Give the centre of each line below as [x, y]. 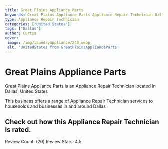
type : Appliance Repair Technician [42, 19]
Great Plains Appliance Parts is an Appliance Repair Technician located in [81, 86]
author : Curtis [21, 33]
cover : [12, 38]
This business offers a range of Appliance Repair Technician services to [79, 101]
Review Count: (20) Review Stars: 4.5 [43, 142]
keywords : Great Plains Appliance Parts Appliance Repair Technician [79, 15]
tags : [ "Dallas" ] [23, 29]
